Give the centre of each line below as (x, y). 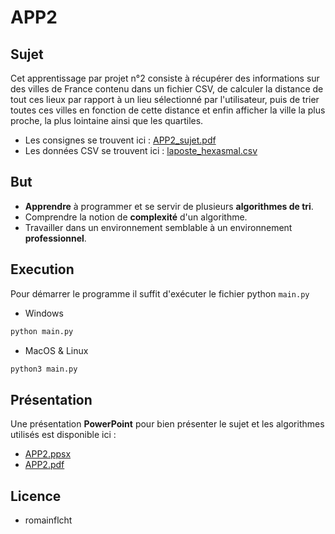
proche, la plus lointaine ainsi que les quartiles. (107, 120)
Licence (36, 496)
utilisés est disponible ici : (63, 435)
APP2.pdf (44, 465)
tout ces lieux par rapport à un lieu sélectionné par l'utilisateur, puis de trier (165, 99)
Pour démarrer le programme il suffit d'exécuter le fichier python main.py (160, 293)
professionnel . (55, 238)
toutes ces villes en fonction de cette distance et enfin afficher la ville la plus (168, 110)
